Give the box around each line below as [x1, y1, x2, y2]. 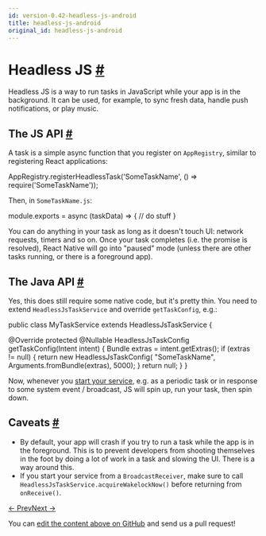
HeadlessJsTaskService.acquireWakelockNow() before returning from [19, 479, 242, 489]
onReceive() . [19, 487, 62, 497]
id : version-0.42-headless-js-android [8, 11, 137, 20]
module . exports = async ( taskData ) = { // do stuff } [8, 212, 176, 221]
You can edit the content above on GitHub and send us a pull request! [8, 519, 236, 528]
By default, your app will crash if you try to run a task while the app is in [19, 437, 254, 446]
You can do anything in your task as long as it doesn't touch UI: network [8, 227, 244, 236]
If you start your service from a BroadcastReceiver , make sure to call [19, 471, 244, 480]
